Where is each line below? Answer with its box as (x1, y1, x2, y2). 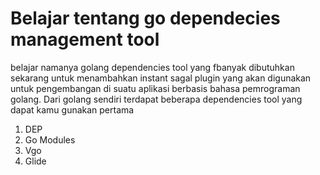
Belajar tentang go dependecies (10, 7, 281, 30)
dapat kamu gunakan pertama (10, 103, 135, 116)
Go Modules (24, 133, 76, 146)
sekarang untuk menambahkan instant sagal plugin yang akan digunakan (10, 72, 312, 84)
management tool (10, 28, 160, 51)
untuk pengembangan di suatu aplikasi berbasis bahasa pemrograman (10, 82, 301, 94)
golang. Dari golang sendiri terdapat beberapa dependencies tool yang (10, 93, 303, 105)
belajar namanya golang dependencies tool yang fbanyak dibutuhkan (10, 61, 295, 73)
